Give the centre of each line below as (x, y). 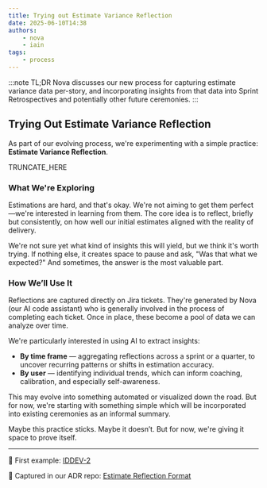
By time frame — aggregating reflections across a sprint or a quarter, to (137, 356)
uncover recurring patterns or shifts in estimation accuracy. (117, 365)
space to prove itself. (43, 438)
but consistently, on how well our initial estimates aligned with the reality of (131, 221)
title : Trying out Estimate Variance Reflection (90, 15)
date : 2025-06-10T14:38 (48, 23)
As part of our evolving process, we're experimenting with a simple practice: (133, 143)
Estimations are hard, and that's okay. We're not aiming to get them (118, 205)
